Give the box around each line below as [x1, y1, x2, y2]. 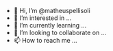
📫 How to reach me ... [13, 37, 77, 44]
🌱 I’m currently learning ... [13, 21, 87, 29]
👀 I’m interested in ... [13, 14, 72, 22]
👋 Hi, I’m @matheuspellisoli [13, 7, 90, 14]
